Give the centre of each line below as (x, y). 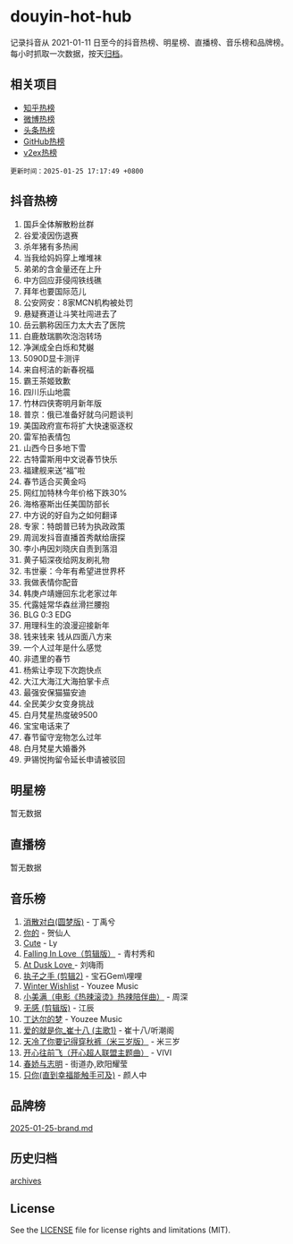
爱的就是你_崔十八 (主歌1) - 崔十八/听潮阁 (99, 1030)
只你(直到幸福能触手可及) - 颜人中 (85, 1075)
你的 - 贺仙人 (47, 933)
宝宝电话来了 (46, 726)
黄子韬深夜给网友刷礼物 (66, 559)
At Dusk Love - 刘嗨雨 (63, 965)
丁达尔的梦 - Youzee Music (73, 1019)
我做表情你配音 (50, 582)
